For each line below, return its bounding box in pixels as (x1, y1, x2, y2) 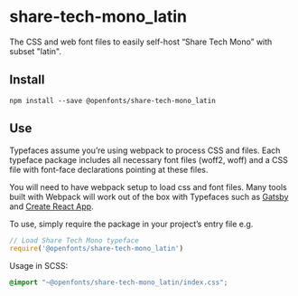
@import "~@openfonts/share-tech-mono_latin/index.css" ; (9, 278, 228, 287)
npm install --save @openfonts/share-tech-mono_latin (9, 96, 217, 105)
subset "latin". (9, 45, 61, 56)
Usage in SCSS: (9, 261, 69, 272)
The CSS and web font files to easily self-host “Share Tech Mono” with (9, 36, 273, 47)
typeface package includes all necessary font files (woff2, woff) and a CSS (9, 154, 289, 165)
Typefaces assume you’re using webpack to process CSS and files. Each (9, 145, 281, 156)
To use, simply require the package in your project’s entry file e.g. (9, 218, 254, 229)
